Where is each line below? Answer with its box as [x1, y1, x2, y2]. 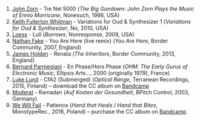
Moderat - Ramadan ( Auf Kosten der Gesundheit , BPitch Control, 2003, [12, 89, 190, 96]
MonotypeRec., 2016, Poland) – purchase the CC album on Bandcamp [12, 108, 187, 115]
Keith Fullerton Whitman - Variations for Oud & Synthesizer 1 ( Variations [12, 18, 192, 25]
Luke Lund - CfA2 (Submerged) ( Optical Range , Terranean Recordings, [12, 76, 190, 83]
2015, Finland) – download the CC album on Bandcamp [12, 82, 150, 90]
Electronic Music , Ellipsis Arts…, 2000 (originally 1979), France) [12, 70, 170, 76]
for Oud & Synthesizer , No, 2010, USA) [12, 24, 109, 31]
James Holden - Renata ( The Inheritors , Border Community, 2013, [12, 50, 176, 57]
